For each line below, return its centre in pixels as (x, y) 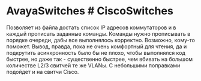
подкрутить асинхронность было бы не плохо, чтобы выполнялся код (96, 52)
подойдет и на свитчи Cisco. (43, 71)
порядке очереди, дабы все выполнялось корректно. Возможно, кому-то (100, 40)
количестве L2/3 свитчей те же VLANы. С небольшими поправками (93, 65)
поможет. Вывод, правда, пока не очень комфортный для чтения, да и (97, 46)
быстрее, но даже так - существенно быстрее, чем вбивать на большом (100, 59)
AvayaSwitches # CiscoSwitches (90, 11)
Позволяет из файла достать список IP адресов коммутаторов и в (91, 27)
